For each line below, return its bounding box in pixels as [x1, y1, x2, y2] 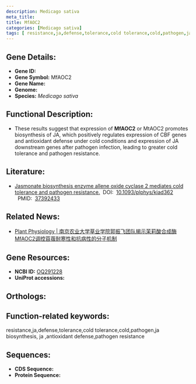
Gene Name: [14, 80, 45, 87]
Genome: [14, 86, 38, 93]
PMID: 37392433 [17, 194, 60, 202]
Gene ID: [14, 67, 36, 74]
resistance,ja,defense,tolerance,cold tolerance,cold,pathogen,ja [6, 327, 159, 334]
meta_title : [6, 14, 35, 20]
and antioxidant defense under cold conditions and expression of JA [14, 137, 179, 144]
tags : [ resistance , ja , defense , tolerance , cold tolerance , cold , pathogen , [6, 30, 187, 36]
